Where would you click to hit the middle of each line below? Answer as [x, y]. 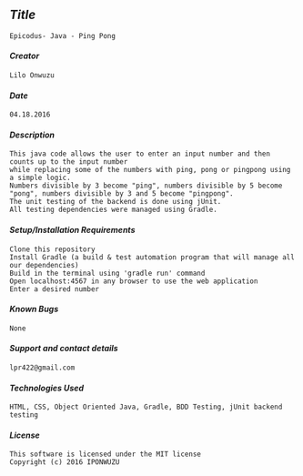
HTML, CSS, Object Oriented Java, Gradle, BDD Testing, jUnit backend [146, 407]
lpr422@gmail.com [42, 368]
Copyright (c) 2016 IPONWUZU [65, 462]
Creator [25, 56]
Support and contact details [64, 349]
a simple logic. [40, 178]
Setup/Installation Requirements [72, 230]
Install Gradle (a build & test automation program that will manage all [152, 257]
